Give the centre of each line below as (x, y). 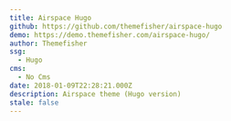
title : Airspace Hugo (51, 18)
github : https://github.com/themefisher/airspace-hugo (116, 26)
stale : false (34, 102)
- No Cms (34, 77)
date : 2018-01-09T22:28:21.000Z (71, 86)
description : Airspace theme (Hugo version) (95, 94)
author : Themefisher (49, 43)
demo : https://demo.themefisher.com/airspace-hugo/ (110, 35)
